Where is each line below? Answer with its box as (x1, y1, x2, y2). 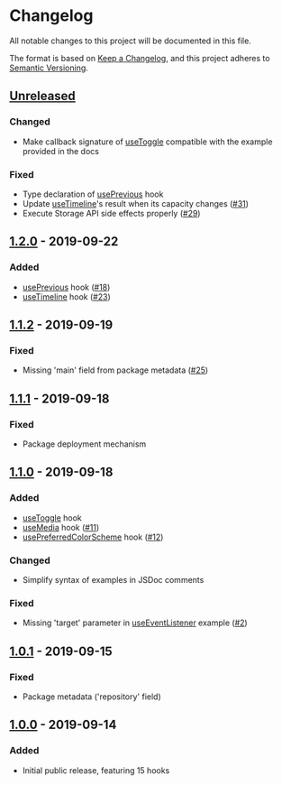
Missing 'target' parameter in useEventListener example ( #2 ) (22, 617, 248, 628)
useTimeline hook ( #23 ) (22, 291, 111, 302)
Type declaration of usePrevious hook (22, 189, 164, 199)
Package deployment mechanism (22, 439, 147, 449)
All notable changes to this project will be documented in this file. (9, 35, 252, 46)
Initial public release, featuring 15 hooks (22, 764, 170, 776)
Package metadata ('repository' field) (22, 691, 162, 702)
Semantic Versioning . (9, 62, 88, 73)
